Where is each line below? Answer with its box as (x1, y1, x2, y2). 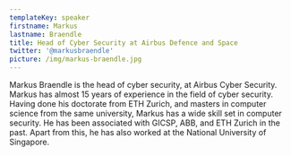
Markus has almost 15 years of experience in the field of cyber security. (9, 89, 274, 100)
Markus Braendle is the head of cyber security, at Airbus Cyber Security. (9, 80, 278, 90)
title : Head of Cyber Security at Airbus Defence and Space (9, 38, 239, 48)
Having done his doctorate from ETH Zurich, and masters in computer (9, 99, 267, 108)
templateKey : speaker (9, 13, 90, 22)
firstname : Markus (9, 22, 78, 30)
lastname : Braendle (9, 30, 82, 39)
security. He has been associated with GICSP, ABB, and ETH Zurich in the (9, 117, 280, 128)
